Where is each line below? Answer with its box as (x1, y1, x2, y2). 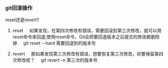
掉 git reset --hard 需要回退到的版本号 (12, 40, 96, 46)
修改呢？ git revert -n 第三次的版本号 (17, 57, 98, 63)
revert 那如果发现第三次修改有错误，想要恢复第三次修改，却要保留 (12, 51, 155, 57)
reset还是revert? (5, 17, 39, 23)
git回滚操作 (5, 4, 33, 11)
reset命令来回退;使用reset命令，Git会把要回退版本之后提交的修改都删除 (12, 34, 160, 40)
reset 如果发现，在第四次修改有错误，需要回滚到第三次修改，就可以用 (12, 28, 162, 34)
